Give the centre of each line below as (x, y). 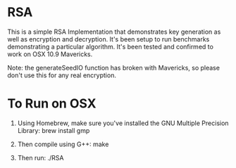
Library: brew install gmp (54, 130)
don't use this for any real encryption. (62, 75)
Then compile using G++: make (63, 144)
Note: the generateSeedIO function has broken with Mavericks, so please (114, 67)
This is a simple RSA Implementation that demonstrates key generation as (114, 32)
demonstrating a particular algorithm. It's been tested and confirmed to (110, 46)
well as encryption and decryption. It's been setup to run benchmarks (108, 39)
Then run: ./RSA (41, 157)
